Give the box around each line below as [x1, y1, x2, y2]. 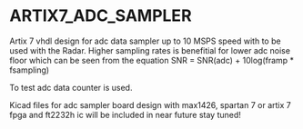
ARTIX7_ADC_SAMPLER [9, 5, 193, 26]
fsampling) [9, 64, 50, 75]
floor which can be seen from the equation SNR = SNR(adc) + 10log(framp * [9, 55, 294, 65]
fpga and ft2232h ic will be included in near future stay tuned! [9, 109, 241, 120]
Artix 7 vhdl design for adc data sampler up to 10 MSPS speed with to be [9, 35, 281, 46]
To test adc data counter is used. [9, 82, 133, 93]
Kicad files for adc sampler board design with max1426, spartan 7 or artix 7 [9, 99, 291, 110]
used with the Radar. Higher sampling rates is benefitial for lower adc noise [9, 45, 291, 55]
